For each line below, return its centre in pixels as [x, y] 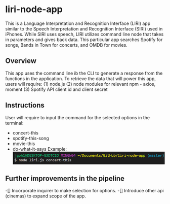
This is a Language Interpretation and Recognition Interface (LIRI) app [78, 23]
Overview [21, 61]
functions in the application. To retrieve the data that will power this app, [80, 78]
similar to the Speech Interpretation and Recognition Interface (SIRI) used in [84, 28]
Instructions [25, 105]
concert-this [26, 132]
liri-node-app [34, 9]
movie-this [24, 144]
